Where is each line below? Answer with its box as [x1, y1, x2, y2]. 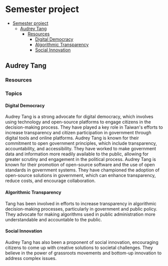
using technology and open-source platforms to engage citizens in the [5, 119, 151, 125]
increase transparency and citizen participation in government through [5, 130, 152, 136]
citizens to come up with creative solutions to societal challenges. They [5, 244, 153, 250]
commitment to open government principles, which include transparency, [5, 140, 157, 146]
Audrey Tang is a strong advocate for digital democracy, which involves [5, 114, 153, 120]
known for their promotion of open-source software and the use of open [5, 162, 155, 168]
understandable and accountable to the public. [5, 216, 102, 222]
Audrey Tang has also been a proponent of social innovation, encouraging [5, 239, 158, 245]
